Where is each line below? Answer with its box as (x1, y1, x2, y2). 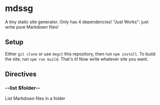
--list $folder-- (5, 85, 40, 91)
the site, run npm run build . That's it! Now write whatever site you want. (5, 56, 148, 62)
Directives (5, 70, 37, 78)
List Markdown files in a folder (5, 95, 65, 102)
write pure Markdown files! (5, 24, 59, 30)
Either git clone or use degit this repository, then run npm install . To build (5, 51, 156, 57)
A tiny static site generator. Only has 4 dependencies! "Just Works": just (5, 19, 149, 25)
